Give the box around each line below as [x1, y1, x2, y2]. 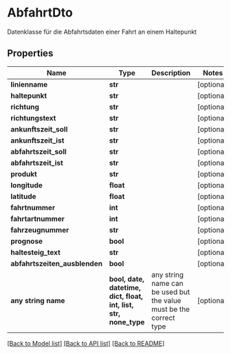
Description [151, 67, 191, 77]
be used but [151, 287, 190, 297]
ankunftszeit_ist [10, 136, 65, 145]
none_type [109, 317, 145, 326]
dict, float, [109, 291, 143, 301]
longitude [10, 180, 43, 190]
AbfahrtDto [7, 5, 74, 21]
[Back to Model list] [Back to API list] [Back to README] [7, 339, 165, 347]
